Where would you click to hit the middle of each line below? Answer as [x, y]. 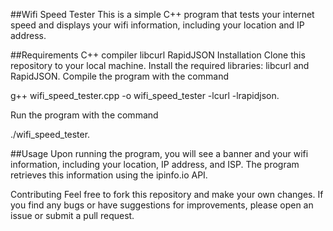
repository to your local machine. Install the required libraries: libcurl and [160, 65]
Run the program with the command [84, 115]
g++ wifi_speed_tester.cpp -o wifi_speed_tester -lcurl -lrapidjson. [145, 95]
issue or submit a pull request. [72, 215]
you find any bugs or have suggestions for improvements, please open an [162, 205]
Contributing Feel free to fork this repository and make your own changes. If [167, 194]
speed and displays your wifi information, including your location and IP [157, 25]
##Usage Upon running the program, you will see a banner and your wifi [159, 153]
